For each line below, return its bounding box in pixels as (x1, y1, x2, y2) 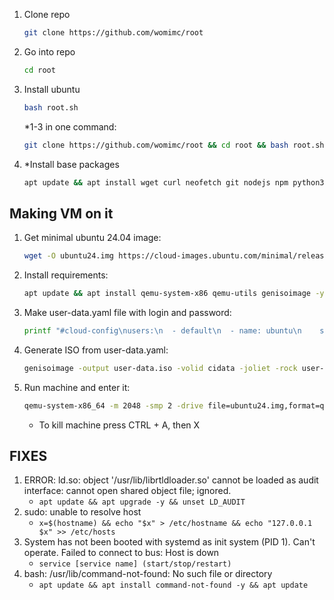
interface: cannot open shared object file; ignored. (23, 485, 232, 497)
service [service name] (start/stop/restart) (38, 559, 232, 569)
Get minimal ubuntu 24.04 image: (23, 232, 162, 244)
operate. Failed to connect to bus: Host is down (23, 547, 220, 559)
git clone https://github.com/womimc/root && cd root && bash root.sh (23, 140, 325, 150)
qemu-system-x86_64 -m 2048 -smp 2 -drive (23, 400, 204, 411)
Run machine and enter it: (23, 381, 131, 393)
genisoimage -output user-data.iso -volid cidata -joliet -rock (23, 363, 298, 373)
